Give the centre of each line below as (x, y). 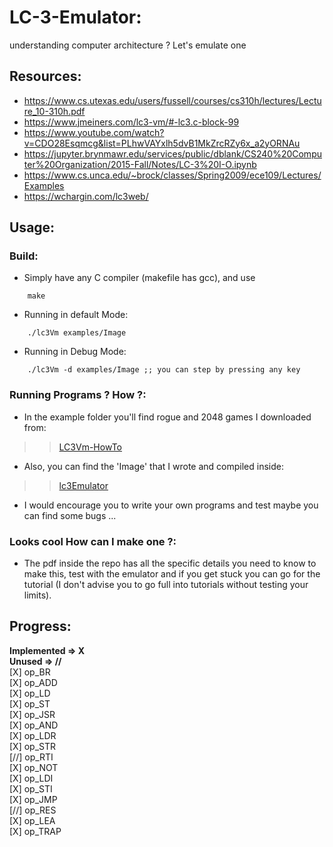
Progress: (40, 626)
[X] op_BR (30, 672)
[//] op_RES (33, 810)
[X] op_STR (33, 746)
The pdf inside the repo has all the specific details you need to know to (170, 563)
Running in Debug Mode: (75, 352)
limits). (37, 595)
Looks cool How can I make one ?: (93, 541)
